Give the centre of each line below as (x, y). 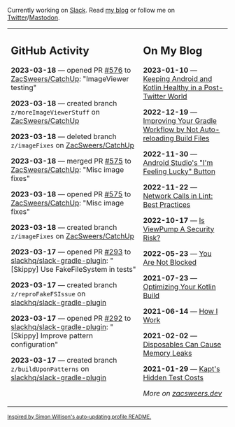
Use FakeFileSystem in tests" (88, 269)
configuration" (34, 344)
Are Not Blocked (170, 262)
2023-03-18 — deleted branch (64, 136)
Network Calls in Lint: (178, 196)
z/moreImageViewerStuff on (55, 112)
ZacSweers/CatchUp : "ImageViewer (70, 78)
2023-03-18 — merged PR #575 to (71, 161)
